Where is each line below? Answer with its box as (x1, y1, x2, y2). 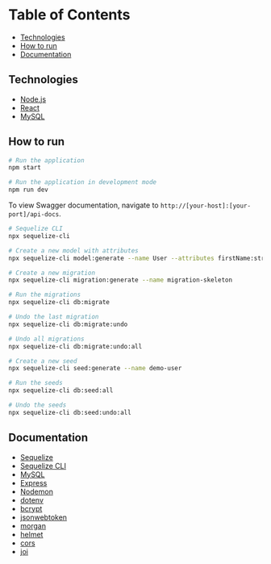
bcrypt (19, 503, 43, 513)
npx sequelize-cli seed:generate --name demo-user (8, 365, 182, 373)
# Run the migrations (8, 290, 81, 299)
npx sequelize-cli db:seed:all (8, 386, 114, 395)
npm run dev (8, 186, 48, 194)
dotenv (19, 495, 44, 505)
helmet (19, 529, 44, 539)
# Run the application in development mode (8, 178, 157, 186)
